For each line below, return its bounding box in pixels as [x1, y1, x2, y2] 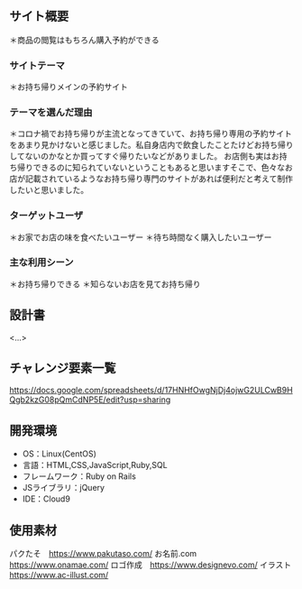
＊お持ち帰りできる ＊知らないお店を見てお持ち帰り [9, 278, 201, 290]
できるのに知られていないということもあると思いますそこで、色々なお [32, 162, 293, 173]
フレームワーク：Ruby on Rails [22, 471, 137, 482]
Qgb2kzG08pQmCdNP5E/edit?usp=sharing [9, 394, 171, 405]
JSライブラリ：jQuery [22, 483, 105, 493]
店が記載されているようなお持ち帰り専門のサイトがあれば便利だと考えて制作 [9, 173, 293, 184]
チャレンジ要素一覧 [9, 361, 116, 375]
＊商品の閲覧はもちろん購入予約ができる [9, 34, 160, 45]
